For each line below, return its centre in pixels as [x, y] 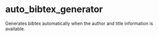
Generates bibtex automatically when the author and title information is [79, 23]
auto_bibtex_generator [54, 9]
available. [15, 28]
